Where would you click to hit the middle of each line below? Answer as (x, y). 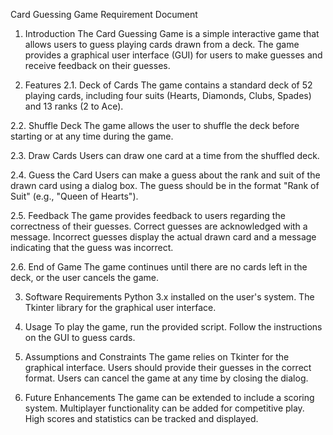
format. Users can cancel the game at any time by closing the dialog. (166, 378)
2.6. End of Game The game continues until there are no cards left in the (159, 267)
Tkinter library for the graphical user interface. (120, 307)
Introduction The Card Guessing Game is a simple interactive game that (172, 33)
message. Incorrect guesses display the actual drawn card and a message (163, 237)
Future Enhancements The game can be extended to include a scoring (169, 397)
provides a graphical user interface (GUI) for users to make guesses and (173, 55)
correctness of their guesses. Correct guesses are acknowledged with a (159, 226)
